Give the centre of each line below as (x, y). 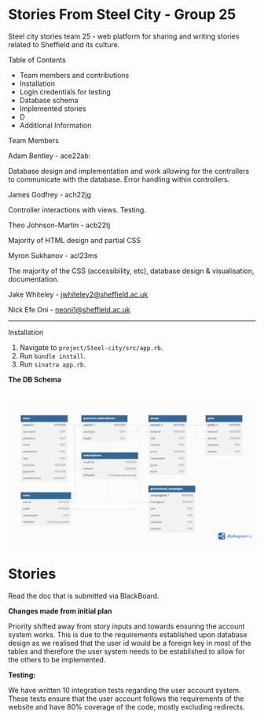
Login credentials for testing (65, 91)
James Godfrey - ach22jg (50, 194)
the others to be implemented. (57, 659)
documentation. (34, 279)
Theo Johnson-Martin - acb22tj (59, 225)
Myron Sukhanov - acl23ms (53, 255)
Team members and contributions (74, 75)
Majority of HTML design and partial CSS (75, 240)
